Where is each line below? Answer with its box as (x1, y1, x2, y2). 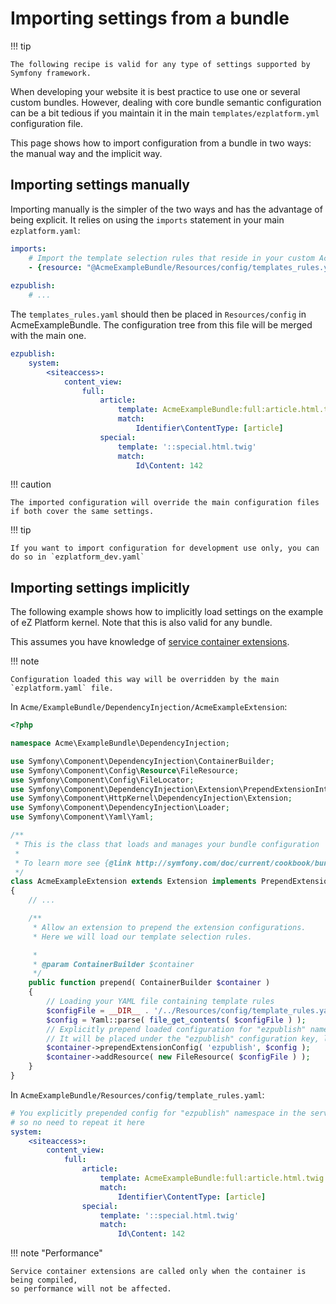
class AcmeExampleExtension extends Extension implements (10, 877, 257, 887)
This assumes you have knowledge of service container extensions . (10, 636, 290, 648)
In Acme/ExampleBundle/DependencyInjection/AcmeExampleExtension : (10, 701, 288, 713)
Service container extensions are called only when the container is (10, 1267, 307, 1277)
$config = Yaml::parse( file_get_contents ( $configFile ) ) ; (46, 1015, 307, 1025)
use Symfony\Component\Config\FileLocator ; (10, 775, 195, 785)
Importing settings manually (10, 177, 190, 194)
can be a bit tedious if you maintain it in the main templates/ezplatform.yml (10, 107, 320, 119)
